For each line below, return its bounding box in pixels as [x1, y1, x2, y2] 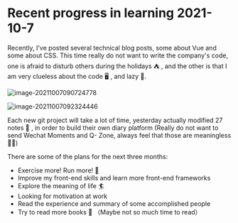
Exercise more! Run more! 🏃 [17, 165, 99, 175]
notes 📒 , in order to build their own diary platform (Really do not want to [7, 123, 219, 132]
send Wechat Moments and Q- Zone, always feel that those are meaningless [7, 131, 232, 139]
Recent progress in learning [7, 5, 175, 21]
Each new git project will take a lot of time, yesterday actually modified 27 [7, 116, 223, 124]
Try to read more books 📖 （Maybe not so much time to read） [17, 207, 202, 216]
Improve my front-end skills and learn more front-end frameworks [17, 173, 211, 182]
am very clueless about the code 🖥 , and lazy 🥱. [7, 72, 147, 80]
